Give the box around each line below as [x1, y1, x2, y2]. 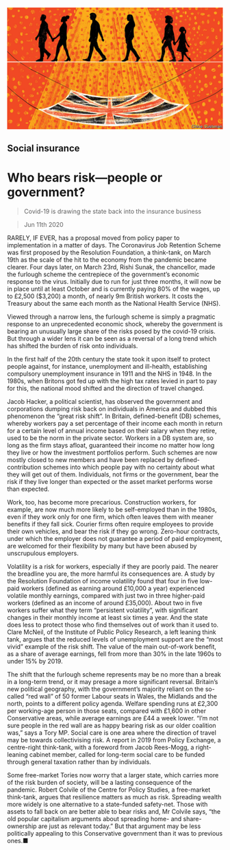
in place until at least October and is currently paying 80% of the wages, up [7, 284, 220, 293]
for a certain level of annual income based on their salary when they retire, [7, 426, 217, 435]
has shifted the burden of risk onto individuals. [7, 341, 138, 350]
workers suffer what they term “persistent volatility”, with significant [7, 606, 199, 614]
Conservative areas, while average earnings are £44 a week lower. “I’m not [7, 714, 219, 722]
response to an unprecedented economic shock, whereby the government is [7, 319, 223, 328]
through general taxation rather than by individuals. [7, 757, 152, 766]
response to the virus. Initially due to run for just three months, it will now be [7, 277, 221, 285]
